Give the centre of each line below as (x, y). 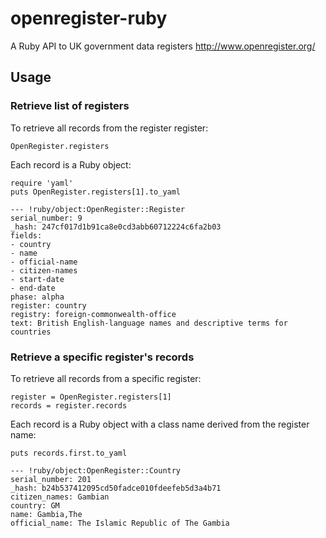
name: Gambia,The (46, 514)
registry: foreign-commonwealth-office (93, 314)
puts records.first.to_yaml (69, 453)
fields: (26, 235)
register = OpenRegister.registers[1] (91, 397)
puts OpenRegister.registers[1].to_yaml (96, 192)
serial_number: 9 (46, 218)
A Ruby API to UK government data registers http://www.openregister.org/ (163, 46)
